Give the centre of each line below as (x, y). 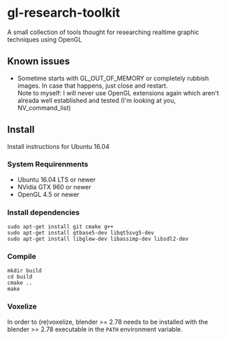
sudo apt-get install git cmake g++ (60, 227)
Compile (22, 257)
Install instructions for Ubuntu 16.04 (58, 146)
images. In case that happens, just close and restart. (92, 86)
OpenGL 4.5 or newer (48, 194)
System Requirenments (48, 164)
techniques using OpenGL (45, 39)
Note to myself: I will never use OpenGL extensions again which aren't (118, 93)
